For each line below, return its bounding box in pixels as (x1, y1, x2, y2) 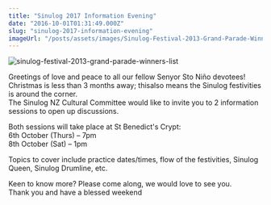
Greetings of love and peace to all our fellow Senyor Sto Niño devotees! (8, 72, 246, 82)
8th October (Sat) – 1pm (8, 139, 87, 149)
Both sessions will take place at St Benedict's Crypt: (8, 122, 181, 132)
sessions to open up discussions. (8, 107, 119, 116)
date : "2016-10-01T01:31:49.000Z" (8, 19, 125, 27)
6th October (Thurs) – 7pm (8, 131, 97, 140)
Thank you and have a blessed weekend (8, 187, 143, 198)
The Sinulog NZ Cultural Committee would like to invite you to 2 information (8, 98, 259, 107)
